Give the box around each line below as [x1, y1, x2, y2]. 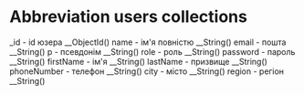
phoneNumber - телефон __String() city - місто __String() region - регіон [9, 66, 285, 77]
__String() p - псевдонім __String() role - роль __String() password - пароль [9, 46, 296, 57]
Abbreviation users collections [9, 6, 248, 27]
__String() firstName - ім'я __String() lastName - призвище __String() [9, 56, 267, 67]
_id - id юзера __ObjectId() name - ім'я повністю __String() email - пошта [9, 37, 287, 47]
